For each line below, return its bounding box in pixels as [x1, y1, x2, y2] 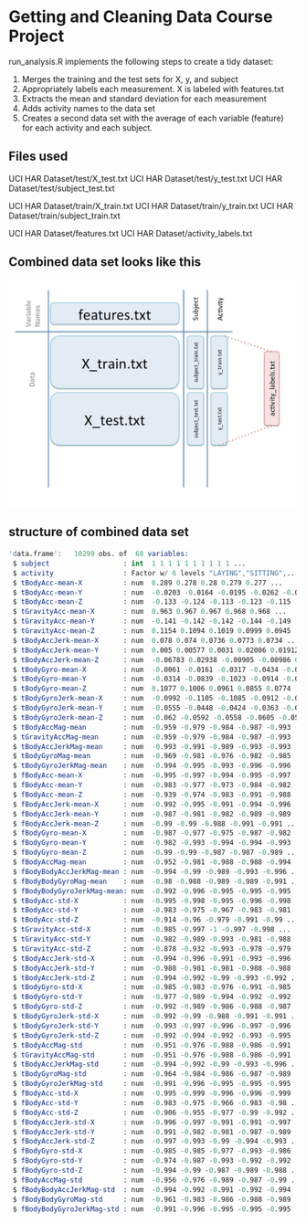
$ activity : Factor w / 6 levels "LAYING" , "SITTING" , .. [12, 568, 296, 577]
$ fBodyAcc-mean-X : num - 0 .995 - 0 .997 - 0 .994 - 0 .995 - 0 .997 [12, 771, 291, 780]
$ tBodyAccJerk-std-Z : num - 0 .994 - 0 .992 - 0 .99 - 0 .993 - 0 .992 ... [12, 973, 303, 983]
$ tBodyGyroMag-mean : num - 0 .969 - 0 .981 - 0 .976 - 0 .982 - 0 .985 [12, 752, 291, 761]
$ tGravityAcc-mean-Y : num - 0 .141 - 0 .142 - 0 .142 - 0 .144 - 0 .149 [12, 617, 291, 627]
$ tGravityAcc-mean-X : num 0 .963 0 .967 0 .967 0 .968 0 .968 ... [12, 607, 287, 617]
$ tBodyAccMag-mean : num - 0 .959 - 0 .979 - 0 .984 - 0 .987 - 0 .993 [12, 722, 291, 732]
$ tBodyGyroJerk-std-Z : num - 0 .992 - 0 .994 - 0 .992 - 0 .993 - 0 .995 [12, 1030, 291, 1040]
